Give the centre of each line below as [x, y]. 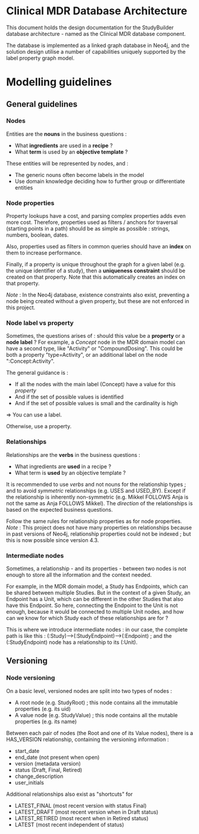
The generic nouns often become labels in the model [79, 175]
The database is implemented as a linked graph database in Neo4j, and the [98, 45]
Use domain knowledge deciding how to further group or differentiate [100, 181]
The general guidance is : [37, 373]
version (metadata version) [48, 763]
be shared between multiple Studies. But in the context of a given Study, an [98, 593]
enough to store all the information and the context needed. [79, 575]
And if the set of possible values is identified [69, 397]
